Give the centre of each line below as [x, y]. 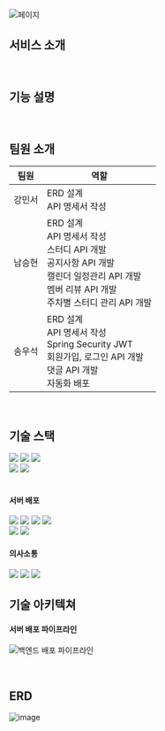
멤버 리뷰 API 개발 [82, 289]
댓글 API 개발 [73, 370]
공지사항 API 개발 [81, 263]
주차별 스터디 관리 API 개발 [100, 303]
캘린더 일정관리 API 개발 [94, 276]
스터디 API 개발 [77, 250]
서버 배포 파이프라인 [43, 629]
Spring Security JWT [90, 344]
